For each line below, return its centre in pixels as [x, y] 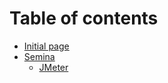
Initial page [46, 46]
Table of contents [84, 18]
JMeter [53, 67]
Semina [39, 56]
